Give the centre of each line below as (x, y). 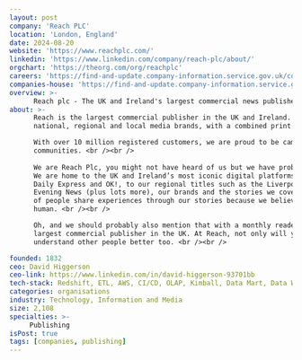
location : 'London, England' (64, 34)
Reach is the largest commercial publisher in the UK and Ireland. (162, 118)
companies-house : (42, 84)
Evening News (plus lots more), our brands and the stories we (154, 193)
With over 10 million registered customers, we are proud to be (156, 143)
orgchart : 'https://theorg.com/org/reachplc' (96, 68)
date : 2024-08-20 (42, 43)
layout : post (34, 18)
